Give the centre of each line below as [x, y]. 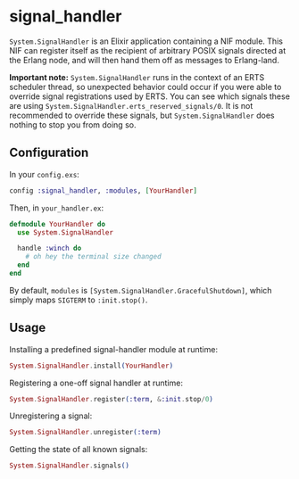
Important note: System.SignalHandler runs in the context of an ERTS [137, 77]
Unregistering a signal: [51, 416]
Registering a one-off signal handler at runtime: [96, 383]
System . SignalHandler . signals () [69, 466]
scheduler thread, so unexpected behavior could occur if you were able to [145, 87]
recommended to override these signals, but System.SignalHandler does [142, 115]
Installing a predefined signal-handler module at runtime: [114, 349]
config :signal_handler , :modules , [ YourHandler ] [104, 190]
